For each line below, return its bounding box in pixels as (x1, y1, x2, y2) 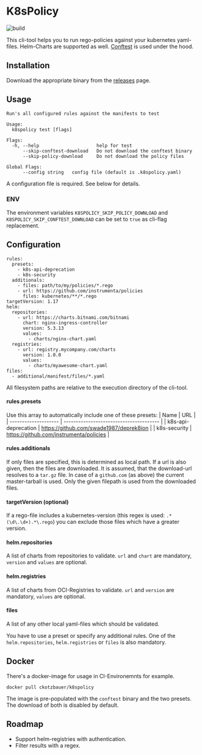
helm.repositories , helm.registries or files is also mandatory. (6, 639, 167, 646)
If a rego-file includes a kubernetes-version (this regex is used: (6, 512, 165, 519)
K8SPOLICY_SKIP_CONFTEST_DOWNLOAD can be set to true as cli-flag (6, 215, 167, 223)
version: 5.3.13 (22, 325, 64, 331)
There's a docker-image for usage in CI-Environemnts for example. (6, 672, 175, 679)
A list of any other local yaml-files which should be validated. (6, 620, 160, 628)
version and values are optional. (6, 559, 87, 566)
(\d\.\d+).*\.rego (6, 520, 53, 526)
